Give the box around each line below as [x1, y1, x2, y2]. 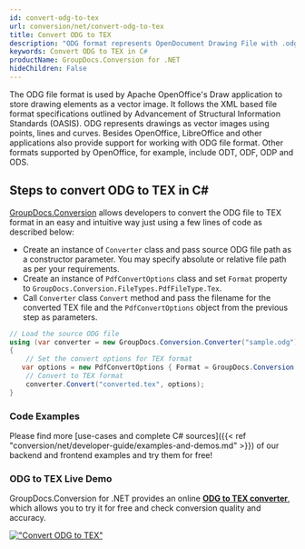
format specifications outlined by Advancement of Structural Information [9, 108, 281, 119]
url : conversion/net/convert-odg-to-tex [9, 22, 165, 31]
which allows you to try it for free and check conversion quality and [9, 503, 261, 514]
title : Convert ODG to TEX [9, 30, 112, 39]
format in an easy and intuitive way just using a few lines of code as [9, 216, 263, 227]
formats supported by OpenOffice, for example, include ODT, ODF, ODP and [9, 146, 294, 157]
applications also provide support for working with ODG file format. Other [9, 137, 284, 148]
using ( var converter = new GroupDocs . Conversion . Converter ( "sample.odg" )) [9, 337, 302, 346]
